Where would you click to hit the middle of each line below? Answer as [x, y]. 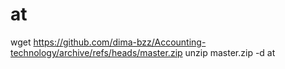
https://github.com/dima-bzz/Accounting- [120, 42]
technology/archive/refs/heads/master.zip [96, 52]
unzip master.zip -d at [230, 52]
